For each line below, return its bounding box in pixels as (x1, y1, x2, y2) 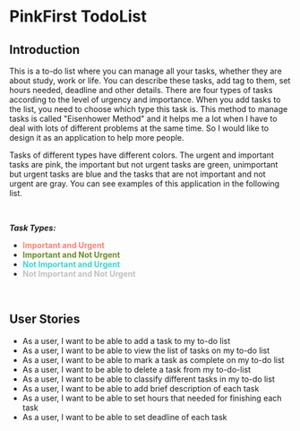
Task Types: (9, 222, 56, 233)
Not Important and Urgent (21, 259, 121, 270)
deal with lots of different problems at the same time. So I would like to (9, 123, 270, 134)
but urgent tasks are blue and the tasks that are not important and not (9, 168, 266, 179)
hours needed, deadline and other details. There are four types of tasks (9, 85, 273, 95)
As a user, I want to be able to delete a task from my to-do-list (21, 364, 251, 375)
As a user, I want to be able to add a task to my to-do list (21, 335, 231, 346)
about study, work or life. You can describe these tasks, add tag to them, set (9, 75, 291, 86)
